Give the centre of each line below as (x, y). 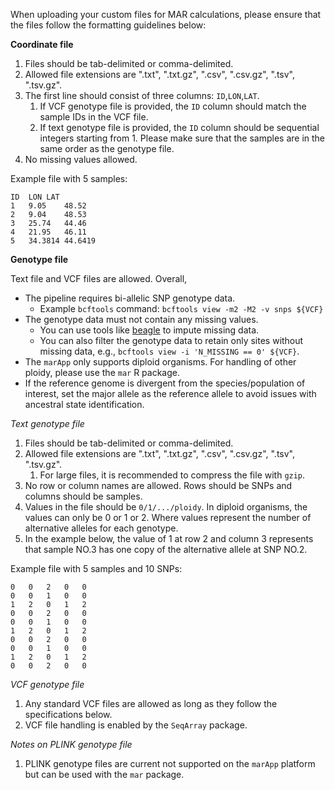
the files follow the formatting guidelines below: (108, 25)
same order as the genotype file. (107, 148)
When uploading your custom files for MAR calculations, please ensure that (166, 14)
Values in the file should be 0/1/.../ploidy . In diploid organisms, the (166, 507)
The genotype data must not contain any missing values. (141, 319)
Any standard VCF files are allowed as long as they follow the (151, 703)
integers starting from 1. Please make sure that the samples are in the (182, 138)
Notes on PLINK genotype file (71, 744)
